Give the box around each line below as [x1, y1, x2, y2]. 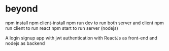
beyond [5, 3, 38, 15]
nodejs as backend [5, 40, 45, 46]
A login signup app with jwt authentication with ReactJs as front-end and [5, 35, 157, 41]
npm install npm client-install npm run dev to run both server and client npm [5, 20, 164, 26]
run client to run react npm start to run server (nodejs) [5, 25, 118, 31]
